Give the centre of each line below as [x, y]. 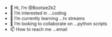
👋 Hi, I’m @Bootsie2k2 [33, 8]
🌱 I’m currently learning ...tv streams [47, 18]
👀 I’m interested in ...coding [38, 13]
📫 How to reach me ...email [38, 29]
